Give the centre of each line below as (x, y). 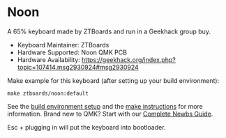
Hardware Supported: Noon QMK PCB (72, 52)
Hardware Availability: (48, 59)
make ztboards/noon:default (48, 93)
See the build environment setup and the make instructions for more (105, 106)
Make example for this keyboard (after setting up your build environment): (113, 80)
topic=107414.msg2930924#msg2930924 (78, 67)
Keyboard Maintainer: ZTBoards (63, 45)
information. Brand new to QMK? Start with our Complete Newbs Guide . (110, 114)
